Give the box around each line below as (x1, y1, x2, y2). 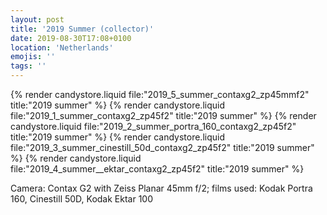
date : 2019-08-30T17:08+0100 (10, 33, 132, 43)
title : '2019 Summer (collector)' (10, 24, 155, 34)
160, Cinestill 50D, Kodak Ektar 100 (10, 193, 154, 205)
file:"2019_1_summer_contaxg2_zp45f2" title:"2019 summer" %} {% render (10, 110, 317, 121)
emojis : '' (10, 52, 56, 62)
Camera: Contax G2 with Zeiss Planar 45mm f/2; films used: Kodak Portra (10, 182, 313, 194)
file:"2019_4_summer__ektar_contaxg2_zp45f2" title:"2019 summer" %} (10, 163, 305, 175)
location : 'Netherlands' (10, 42, 114, 53)
